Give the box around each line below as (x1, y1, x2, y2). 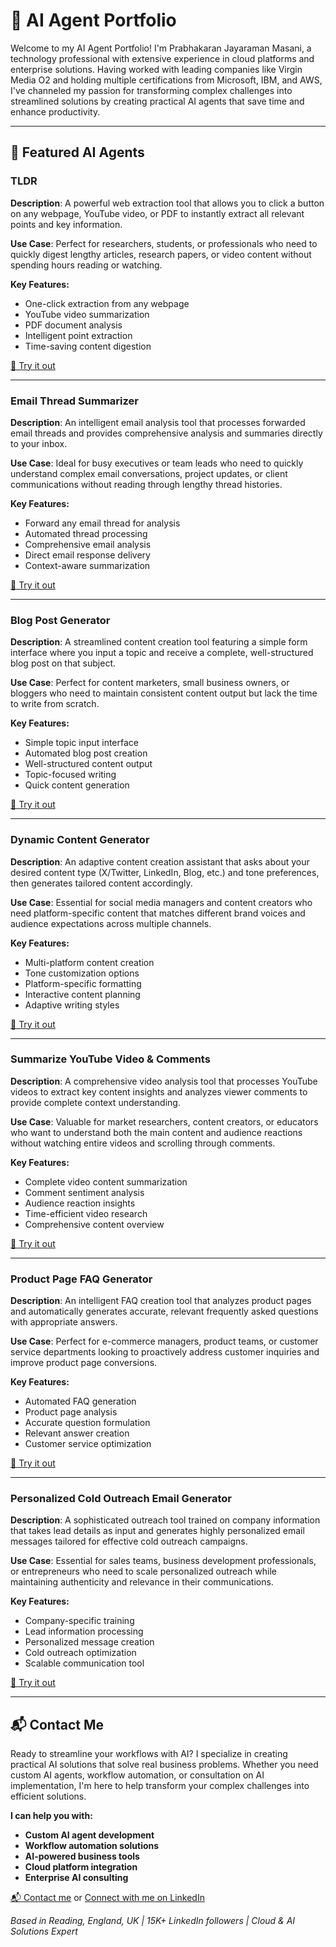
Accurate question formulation (24, 1417, 151, 1429)
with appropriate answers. (10, 1316, 118, 1328)
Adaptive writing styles (24, 999, 120, 1011)
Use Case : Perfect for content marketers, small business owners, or (10, 677, 290, 689)
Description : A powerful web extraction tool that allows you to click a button (10, 197, 325, 209)
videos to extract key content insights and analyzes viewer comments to (10, 1085, 308, 1098)
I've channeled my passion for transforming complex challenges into (10, 84, 293, 96)
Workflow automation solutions (24, 1840, 160, 1852)
